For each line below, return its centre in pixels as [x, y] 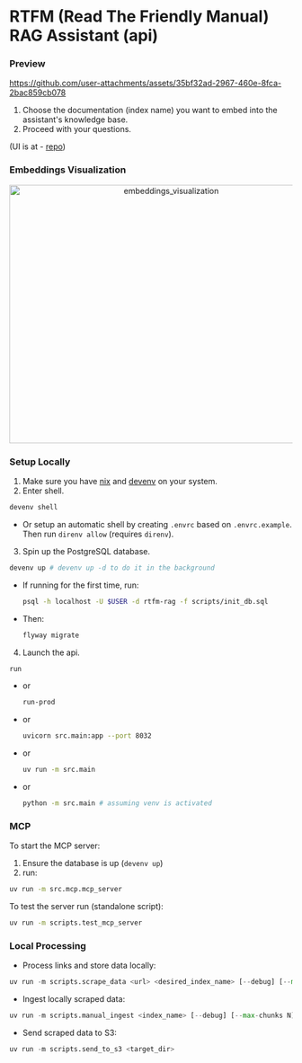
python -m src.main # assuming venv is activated [117, 803]
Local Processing [48, 945]
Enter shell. [43, 491]
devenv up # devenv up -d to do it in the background [112, 568]
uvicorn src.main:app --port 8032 [87, 736]
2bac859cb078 [38, 93]
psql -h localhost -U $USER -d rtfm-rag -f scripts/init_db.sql [145, 601]
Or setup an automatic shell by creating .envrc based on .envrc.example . [157, 524]
